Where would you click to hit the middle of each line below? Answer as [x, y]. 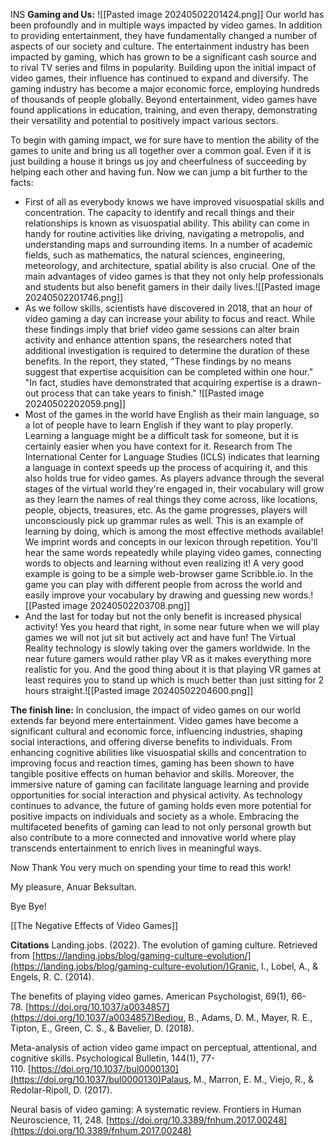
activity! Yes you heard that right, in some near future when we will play [172, 627]
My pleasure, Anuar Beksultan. [73, 887]
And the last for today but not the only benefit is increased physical [163, 616]
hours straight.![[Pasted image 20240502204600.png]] [139, 690]
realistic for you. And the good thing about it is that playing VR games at [173, 669]
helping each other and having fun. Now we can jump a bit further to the [159, 172]
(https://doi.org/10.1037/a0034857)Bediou [97, 1017]
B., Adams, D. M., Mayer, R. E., [250, 1017]
